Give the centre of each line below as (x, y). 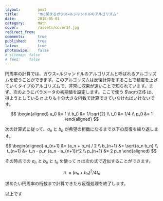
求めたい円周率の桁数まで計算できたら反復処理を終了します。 (67, 183)
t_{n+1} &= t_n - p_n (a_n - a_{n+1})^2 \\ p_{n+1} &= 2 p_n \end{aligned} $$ (82, 151)
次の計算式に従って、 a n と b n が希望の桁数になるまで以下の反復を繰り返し (80, 130)
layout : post (26, 9)
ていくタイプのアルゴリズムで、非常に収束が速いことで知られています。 (77, 86)
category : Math (26, 23)
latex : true (26, 46)
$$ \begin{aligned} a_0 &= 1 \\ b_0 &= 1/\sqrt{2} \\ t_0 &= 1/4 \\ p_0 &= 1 (82, 114)
